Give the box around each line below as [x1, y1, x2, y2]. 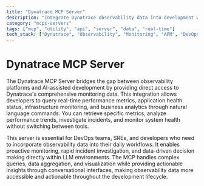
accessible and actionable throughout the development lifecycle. [6, 173, 168, 181]
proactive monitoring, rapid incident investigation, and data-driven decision [6, 147, 195, 154]
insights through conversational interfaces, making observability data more [6, 167, 194, 174]
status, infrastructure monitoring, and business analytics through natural [6, 104, 187, 111]
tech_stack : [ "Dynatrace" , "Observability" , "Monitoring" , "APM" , [6, 32, 178, 38]
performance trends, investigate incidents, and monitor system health [6, 116, 181, 124]
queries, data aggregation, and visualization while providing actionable [6, 160, 183, 167]
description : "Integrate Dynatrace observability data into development [6, 15, 194, 21]
